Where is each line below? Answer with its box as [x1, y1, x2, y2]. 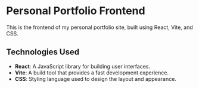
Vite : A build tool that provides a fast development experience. [14, 69, 169, 76]
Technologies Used [6, 47, 79, 57]
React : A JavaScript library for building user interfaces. [14, 63, 151, 70]
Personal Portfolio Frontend [6, 4, 145, 18]
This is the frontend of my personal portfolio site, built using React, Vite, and [6, 24, 193, 31]
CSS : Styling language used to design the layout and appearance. [14, 75, 177, 82]
